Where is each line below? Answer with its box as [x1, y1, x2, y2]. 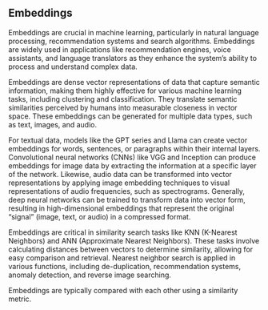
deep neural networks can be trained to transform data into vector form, [8, 195, 246, 204]
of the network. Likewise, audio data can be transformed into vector [8, 169, 232, 179]
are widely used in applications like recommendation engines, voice [8, 44, 232, 54]
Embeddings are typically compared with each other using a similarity [8, 285, 238, 295]
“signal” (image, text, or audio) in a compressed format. [8, 211, 191, 221]
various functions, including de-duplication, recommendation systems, [8, 261, 242, 271]
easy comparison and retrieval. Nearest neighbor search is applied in [8, 252, 236, 263]
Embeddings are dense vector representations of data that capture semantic [8, 77, 260, 87]
